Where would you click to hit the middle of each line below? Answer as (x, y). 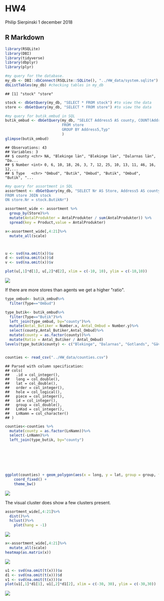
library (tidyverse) (25, 58)
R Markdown (25, 38)
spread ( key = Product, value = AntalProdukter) (58, 222)
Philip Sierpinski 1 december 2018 (39, 22)
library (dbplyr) (21, 63)
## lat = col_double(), (31, 383)
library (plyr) (20, 67)
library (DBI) (18, 53)
